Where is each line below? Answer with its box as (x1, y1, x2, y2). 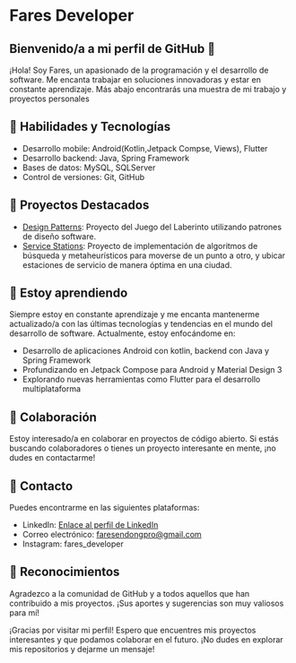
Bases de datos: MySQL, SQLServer (22, 162, 156, 173)
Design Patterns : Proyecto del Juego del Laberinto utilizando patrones (22, 221, 283, 232)
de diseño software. (22, 230, 97, 242)
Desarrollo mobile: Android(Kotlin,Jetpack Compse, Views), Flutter (22, 142, 268, 153)
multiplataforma (22, 383, 82, 394)
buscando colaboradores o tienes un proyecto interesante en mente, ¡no (9, 443, 276, 453)
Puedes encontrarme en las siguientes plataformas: (9, 503, 200, 513)
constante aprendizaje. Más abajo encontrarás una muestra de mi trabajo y (9, 84, 287, 94)
